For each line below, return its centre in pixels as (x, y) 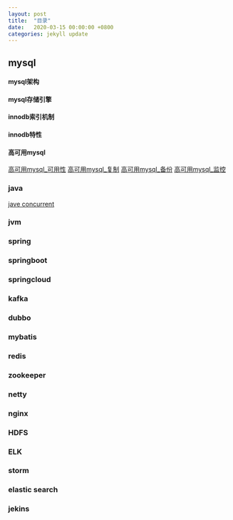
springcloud (30, 280)
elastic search (33, 490)
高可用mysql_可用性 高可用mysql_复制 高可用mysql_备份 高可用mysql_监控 (117, 170)
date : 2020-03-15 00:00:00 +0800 (61, 27)
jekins (19, 509)
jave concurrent (31, 204)
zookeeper (27, 375)
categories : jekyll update (48, 34)
